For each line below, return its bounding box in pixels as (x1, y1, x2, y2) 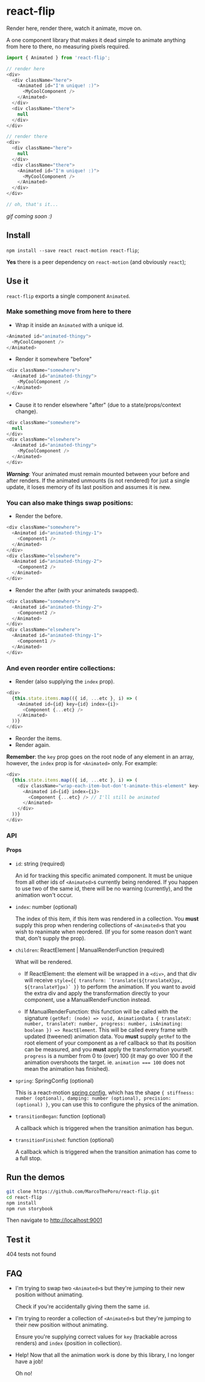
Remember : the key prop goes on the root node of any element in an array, (6, 753, 195, 760)
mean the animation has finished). (24, 1065, 110, 1073)
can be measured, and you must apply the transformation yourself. (24, 1046, 193, 1053)
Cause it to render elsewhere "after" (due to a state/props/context (15, 401, 181, 408)
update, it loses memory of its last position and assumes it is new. (6, 483, 171, 490)
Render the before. (15, 512, 63, 520)
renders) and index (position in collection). (15, 1340, 122, 1347)
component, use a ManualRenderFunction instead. (24, 996, 151, 1004)
